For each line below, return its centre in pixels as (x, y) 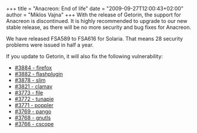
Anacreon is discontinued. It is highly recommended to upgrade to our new (97, 21)
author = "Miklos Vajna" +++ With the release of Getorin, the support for (94, 15)
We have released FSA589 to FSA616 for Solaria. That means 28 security (95, 39)
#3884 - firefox (33, 68)
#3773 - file (29, 93)
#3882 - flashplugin (39, 74)
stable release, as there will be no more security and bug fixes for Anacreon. (98, 27)
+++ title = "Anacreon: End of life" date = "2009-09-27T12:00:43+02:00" (95, 9)
